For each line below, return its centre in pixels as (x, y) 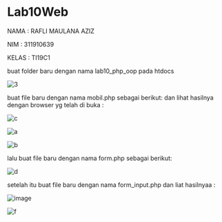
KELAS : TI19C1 (29, 57)
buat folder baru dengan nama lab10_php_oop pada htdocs (91, 71)
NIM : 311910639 (31, 44)
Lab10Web (38, 12)
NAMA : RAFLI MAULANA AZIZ (51, 31)
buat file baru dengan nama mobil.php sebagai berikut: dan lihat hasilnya (110, 98)
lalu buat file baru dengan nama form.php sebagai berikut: (90, 158)
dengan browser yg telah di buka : (56, 104)
